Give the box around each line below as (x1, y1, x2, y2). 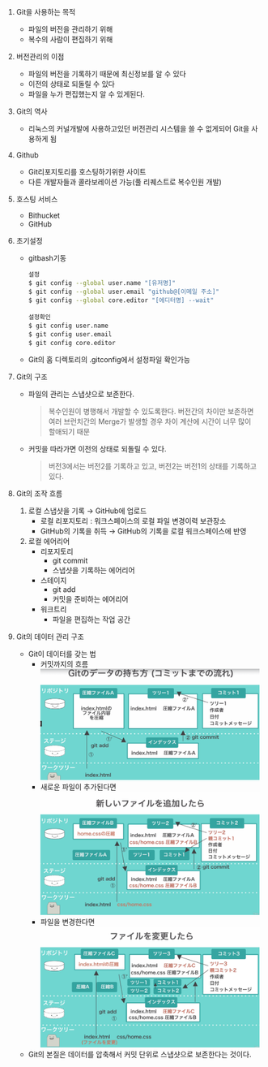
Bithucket (28, 210, 61, 220)
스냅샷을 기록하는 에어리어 (52, 565, 135, 575)
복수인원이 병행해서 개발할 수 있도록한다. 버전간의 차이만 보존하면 (48, 406, 254, 416)
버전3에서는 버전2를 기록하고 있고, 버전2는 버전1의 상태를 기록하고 (48, 461, 257, 471)
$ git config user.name (28, 322, 109, 330)
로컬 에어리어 (28, 536, 70, 546)
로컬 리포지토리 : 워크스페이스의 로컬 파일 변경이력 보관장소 (40, 516, 227, 525)
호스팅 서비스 (15, 194, 58, 204)
